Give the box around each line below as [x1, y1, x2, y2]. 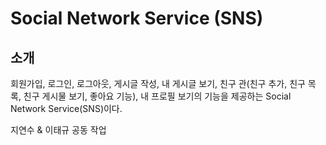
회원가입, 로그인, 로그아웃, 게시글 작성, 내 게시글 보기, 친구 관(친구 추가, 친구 [10, 78, 306, 89]
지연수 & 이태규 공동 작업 [10, 124, 107, 136]
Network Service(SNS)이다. [10, 103, 123, 114]
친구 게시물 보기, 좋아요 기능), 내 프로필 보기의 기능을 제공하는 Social [23, 90, 292, 102]
